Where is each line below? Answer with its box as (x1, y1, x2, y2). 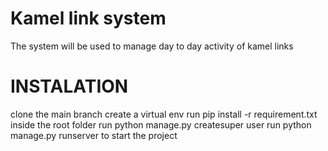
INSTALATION (10, 75, 129, 98)
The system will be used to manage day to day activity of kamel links (10, 40, 294, 52)
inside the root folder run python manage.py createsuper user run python (10, 118, 312, 131)
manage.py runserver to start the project (10, 129, 178, 141)
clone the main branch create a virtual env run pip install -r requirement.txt (10, 108, 318, 120)
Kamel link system (10, 7, 167, 30)
